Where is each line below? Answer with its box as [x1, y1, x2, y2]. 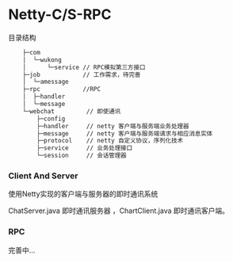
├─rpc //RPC [22, 85, 101, 93]
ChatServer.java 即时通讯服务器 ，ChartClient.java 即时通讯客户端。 [8, 206, 230, 215]
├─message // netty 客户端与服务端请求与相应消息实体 [36, 129, 213, 138]
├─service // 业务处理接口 [36, 144, 133, 152]
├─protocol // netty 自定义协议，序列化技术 [36, 137, 184, 145]
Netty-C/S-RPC [8, 6, 112, 24]
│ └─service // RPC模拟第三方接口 [22, 63, 146, 71]
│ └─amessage [22, 78, 69, 86]
